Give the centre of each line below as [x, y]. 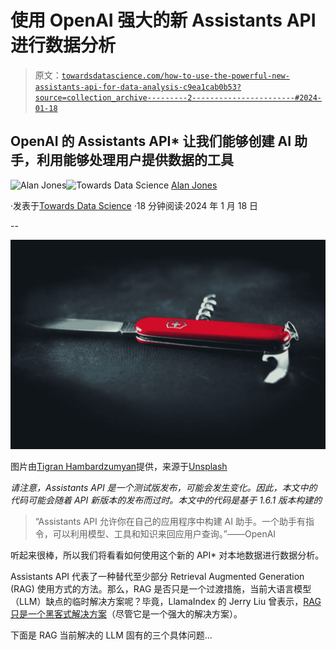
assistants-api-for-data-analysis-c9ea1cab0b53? [138, 87]
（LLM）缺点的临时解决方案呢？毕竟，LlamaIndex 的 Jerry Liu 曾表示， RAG [166, 602]
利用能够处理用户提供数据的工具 [135, 160]
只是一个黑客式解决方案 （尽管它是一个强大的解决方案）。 [126, 614]
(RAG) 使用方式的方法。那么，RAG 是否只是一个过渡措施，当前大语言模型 [161, 589]
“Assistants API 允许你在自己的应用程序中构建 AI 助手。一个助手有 [170, 522]
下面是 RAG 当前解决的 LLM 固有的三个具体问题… [111, 635]
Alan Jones [194, 185]
